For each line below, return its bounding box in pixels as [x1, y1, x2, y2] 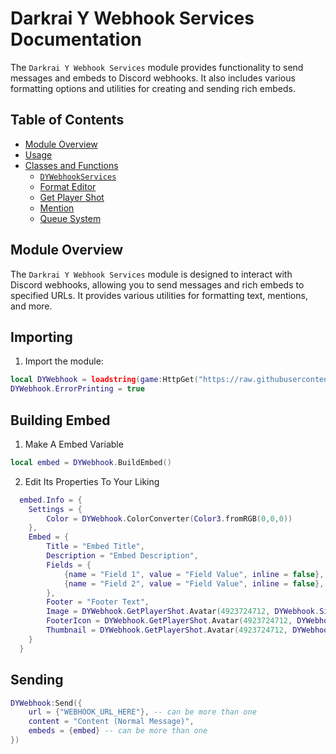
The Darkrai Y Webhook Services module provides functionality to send [10, 61, 304, 73]
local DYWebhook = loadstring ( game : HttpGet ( [10, 375, 199, 385]
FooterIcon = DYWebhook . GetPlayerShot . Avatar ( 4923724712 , [46, 616, 293, 626]
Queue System [39, 212, 102, 224]
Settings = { [28, 504, 83, 514]
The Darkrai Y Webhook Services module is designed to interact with [10, 268, 293, 280]
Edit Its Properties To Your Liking [24, 475, 160, 487]
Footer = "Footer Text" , [46, 597, 150, 607]
